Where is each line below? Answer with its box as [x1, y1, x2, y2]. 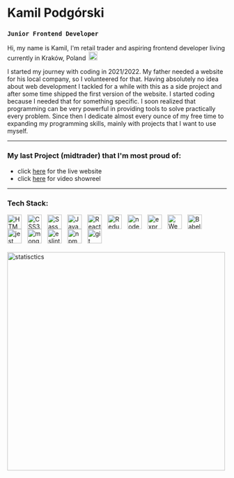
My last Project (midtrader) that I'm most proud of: [7, 151, 182, 161]
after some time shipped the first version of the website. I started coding [7, 89, 215, 99]
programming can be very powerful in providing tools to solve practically [7, 105, 216, 113]
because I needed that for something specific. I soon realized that [7, 97, 196, 106]
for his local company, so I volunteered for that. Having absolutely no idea [7, 75, 219, 83]
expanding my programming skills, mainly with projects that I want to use [7, 119, 217, 128]
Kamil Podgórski [7, 5, 104, 21]
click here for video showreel [17, 174, 101, 182]
